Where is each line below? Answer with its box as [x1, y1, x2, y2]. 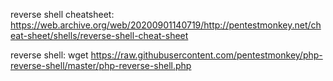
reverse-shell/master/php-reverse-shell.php [10, 60, 192, 71]
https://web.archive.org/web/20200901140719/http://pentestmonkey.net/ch [10, 19, 322, 31]
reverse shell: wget [10, 49, 89, 61]
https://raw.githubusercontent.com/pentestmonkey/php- [90, 49, 323, 61]
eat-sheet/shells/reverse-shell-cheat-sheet [10, 30, 189, 41]
